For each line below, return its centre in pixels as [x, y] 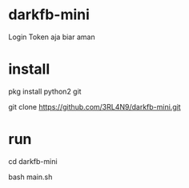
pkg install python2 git [45, 91]
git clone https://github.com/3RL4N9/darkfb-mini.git [95, 106]
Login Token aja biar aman [52, 37]
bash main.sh [30, 177]
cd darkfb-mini [33, 161]
